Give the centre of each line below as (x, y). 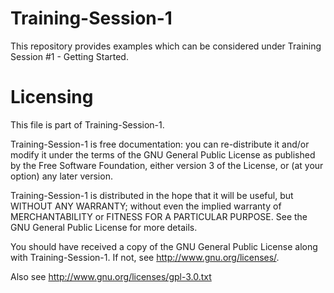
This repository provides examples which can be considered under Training (166, 46)
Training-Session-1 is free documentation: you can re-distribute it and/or (160, 144)
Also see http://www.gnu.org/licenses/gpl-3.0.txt (111, 276)
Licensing (52, 97)
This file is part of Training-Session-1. (87, 124)
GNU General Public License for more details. (104, 227)
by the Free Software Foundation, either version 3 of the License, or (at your (167, 165)
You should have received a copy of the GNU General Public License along (164, 246)
